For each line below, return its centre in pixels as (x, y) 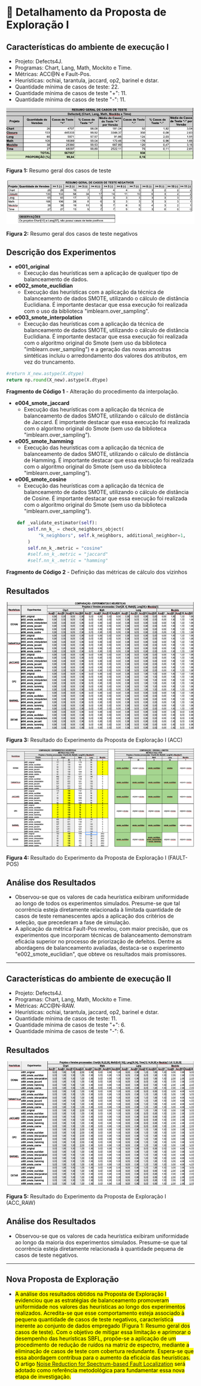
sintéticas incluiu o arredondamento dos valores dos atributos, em (105, 356)
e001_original (32, 267)
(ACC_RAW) (21, 1203)
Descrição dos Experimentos (61, 252)
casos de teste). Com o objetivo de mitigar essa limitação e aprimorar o (103, 1332)
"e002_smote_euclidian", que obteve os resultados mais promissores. (100, 954)
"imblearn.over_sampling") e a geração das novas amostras (98, 349)
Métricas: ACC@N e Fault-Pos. (53, 74)
